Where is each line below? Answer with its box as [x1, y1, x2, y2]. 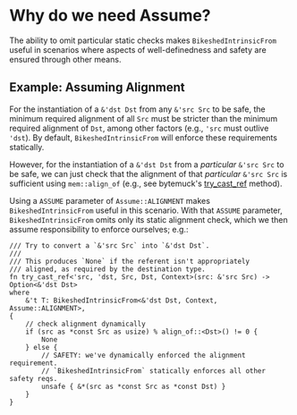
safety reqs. [9, 374, 58, 383]
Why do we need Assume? [9, 5, 212, 26]
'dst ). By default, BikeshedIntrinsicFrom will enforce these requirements [9, 131, 277, 143]
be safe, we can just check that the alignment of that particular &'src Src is [9, 168, 288, 179]
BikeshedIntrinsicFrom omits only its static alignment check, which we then [9, 214, 288, 224]
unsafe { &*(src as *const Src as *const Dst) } [41, 382, 226, 391]
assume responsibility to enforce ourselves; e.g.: [9, 224, 189, 234]
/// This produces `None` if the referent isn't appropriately [9, 257, 250, 266]
